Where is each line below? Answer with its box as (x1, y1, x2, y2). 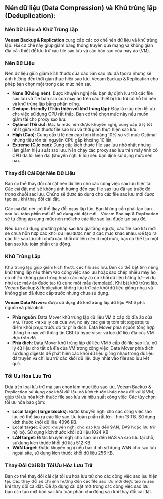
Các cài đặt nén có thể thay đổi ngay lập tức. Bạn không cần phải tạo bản (5, 206, 152, 212)
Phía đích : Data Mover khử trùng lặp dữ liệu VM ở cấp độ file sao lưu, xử (12, 340, 157, 346)
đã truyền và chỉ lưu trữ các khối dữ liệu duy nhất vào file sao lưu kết (12, 355, 149, 361)
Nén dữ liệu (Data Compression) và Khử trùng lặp (5, 4, 157, 12)
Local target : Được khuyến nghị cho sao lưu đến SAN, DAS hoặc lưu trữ (12, 424, 156, 430)
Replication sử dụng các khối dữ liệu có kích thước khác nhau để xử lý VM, (5, 389, 155, 394)
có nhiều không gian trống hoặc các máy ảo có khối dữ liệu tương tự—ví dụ (5, 274, 156, 280)
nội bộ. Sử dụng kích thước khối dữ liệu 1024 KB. (12, 429, 110, 435)
